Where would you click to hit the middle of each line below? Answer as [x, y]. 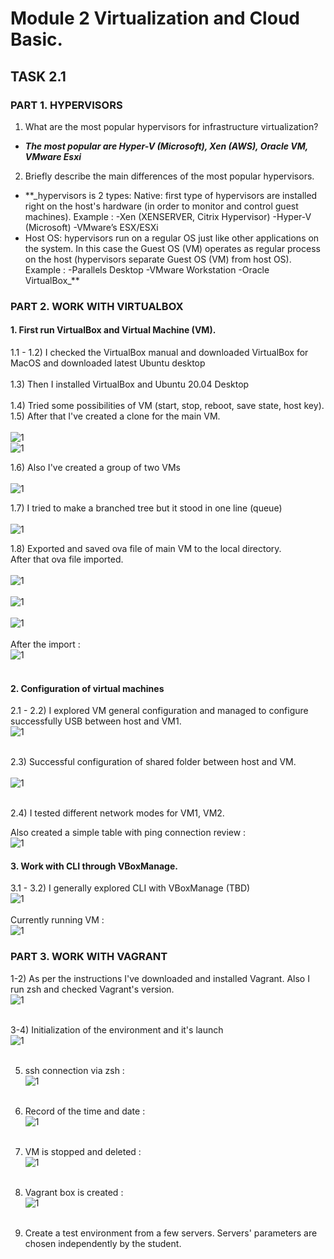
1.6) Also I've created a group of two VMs [95, 467]
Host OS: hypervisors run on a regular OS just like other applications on [172, 238]
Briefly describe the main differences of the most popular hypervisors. [169, 176]
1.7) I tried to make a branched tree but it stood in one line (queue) [146, 508]
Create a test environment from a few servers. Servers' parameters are [171, 1233]
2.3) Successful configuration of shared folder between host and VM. [153, 762]
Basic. [36, 39]
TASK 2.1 [38, 76]
